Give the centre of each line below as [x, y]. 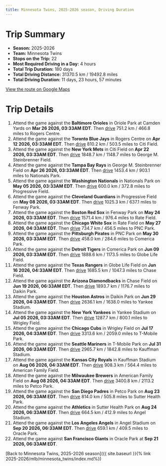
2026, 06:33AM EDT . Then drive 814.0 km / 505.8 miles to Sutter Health [87, 396]
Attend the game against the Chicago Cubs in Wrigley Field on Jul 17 [83, 328]
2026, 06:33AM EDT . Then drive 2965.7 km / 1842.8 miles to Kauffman [86, 349]
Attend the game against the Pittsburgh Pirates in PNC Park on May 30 [85, 233]
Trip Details [30, 109]
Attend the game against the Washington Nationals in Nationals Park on [86, 181]
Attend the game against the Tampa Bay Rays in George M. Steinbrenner [87, 165]
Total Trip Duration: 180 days [43, 69]
